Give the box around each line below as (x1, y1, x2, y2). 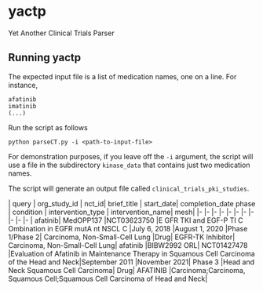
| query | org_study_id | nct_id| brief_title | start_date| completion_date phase (8, 198, 256, 208)
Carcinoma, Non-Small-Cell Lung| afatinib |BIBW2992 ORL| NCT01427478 (8, 240, 248, 249)
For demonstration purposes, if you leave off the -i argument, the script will (8, 151, 254, 161)
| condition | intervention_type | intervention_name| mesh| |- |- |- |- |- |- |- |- (8, 207, 254, 216)
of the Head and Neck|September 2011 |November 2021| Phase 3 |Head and (8, 257, 255, 267)
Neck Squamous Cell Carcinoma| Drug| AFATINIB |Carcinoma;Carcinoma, (8, 265, 246, 275)
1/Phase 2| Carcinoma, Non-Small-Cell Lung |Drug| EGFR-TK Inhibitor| (8, 232, 236, 242)
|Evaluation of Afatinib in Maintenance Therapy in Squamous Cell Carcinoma (8, 249, 255, 258)
